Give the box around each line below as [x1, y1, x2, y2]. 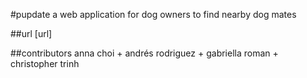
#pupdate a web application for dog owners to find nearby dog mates [10, 9, 297, 20]
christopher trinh [10, 58, 80, 69]
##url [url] [10, 28, 53, 39]
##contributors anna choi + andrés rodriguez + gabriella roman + [10, 47, 279, 59]
